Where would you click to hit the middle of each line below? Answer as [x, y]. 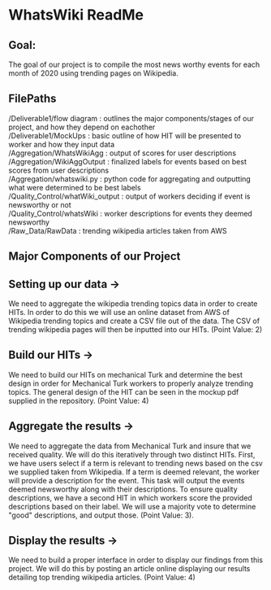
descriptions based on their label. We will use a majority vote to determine [132, 506]
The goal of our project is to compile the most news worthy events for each [134, 64]
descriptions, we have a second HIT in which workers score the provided [131, 497]
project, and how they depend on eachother [82, 127]
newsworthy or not [40, 204]
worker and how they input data [62, 144]
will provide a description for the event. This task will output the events [127, 480]
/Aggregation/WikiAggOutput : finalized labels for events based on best [128, 161]
